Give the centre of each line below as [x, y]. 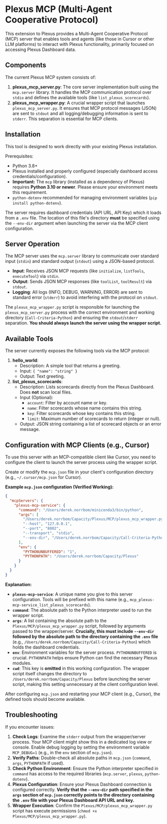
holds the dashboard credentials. [46, 647]
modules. [22, 663]
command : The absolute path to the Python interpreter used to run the [82, 610]
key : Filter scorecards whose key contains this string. [81, 413]
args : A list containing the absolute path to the [59, 620]
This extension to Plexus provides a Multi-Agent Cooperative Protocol [77, 33]
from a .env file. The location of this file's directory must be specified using [83, 217]
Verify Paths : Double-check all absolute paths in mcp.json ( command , [82, 758]
